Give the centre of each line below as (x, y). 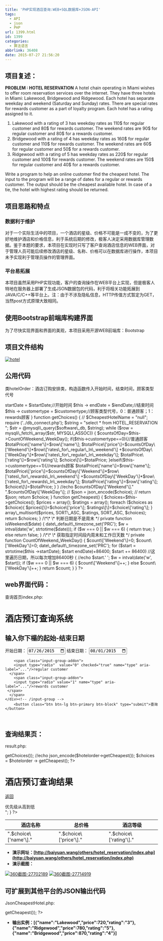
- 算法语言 (19, 46)
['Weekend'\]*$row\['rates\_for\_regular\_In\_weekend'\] (62, 450)
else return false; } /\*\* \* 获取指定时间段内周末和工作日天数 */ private (75, 535)
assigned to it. (19, 114)
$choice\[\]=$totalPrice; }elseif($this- (97, 460)
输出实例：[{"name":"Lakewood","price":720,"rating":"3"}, (74, 922)
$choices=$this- (121, 497)
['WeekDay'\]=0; (22, 545)
